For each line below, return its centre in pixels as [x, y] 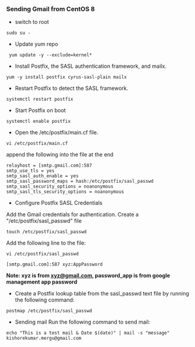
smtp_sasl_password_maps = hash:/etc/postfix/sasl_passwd [80, 182]
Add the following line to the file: [46, 243]
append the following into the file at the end [60, 155]
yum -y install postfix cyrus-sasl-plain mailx [67, 77]
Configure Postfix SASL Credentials [59, 203]
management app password [42, 282]
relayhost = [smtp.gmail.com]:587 [49, 166]
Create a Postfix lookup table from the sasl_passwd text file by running [102, 294]
